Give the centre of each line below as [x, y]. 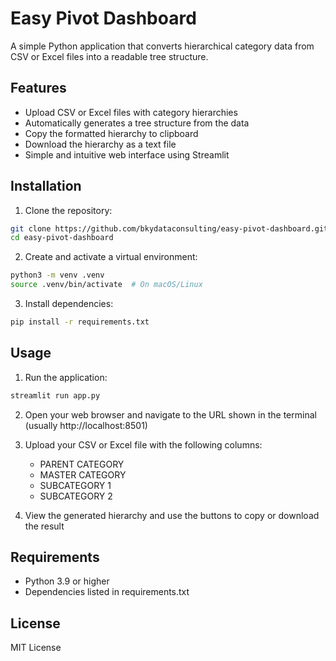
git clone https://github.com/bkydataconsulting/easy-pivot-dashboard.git [169, 228]
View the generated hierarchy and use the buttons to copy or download [172, 515]
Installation [46, 186]
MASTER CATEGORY [83, 474]
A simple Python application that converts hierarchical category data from [162, 46]
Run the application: [66, 377]
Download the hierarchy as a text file [100, 144]
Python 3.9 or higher [67, 581]
